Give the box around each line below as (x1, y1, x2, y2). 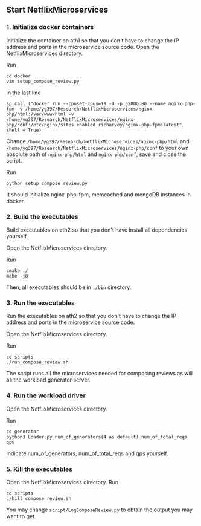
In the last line (6, 89, 41, 96)
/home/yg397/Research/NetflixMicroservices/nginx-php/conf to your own (6, 144, 189, 151)
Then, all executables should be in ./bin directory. (6, 284, 132, 291)
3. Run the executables (6, 299, 75, 307)
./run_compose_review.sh (6, 359, 69, 365)
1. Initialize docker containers (6, 23, 94, 31)
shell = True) (6, 127, 42, 133)
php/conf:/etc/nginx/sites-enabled (6, 122, 96, 128)
